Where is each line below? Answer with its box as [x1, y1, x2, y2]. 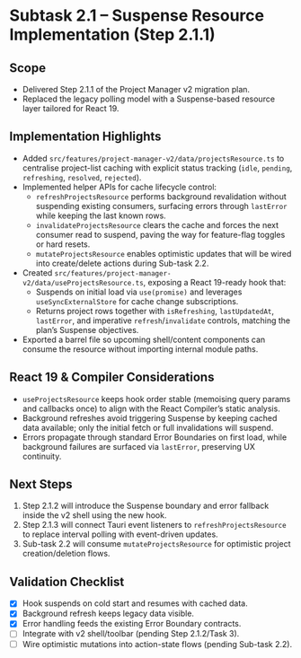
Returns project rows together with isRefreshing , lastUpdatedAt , [35, 305, 275, 316]
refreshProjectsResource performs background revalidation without [35, 190, 288, 202]
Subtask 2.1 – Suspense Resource [9, 5, 265, 26]
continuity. [22, 451, 62, 461]
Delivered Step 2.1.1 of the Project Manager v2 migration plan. [22, 84, 250, 94]
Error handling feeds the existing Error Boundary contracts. [22, 619, 242, 629]
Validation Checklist [9, 574, 125, 589]
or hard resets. [35, 239, 91, 250]
